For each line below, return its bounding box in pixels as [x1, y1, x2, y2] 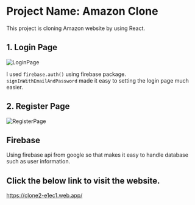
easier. [6, 83, 23, 91]
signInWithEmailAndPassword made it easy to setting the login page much [6, 76, 189, 84]
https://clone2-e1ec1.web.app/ [6, 192, 83, 199]
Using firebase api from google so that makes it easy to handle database [6, 151, 189, 158]
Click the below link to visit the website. [6, 176, 160, 186]
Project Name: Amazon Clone [6, 4, 158, 18]
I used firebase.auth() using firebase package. [6, 70, 126, 78]
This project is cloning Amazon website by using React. [6, 24, 145, 32]
